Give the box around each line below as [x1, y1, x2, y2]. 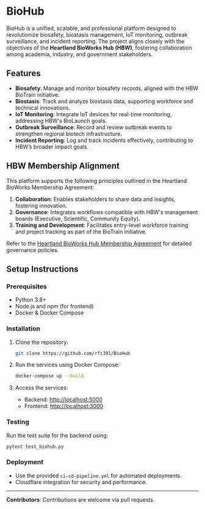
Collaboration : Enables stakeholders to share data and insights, [15, 195, 176, 202]
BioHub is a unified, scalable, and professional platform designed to [6, 24, 177, 32]
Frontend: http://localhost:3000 [24, 403, 104, 410]
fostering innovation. [15, 202, 67, 209]
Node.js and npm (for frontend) [15, 303, 94, 310]
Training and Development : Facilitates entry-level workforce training [15, 221, 189, 229]
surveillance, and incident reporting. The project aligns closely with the [6, 37, 185, 45]
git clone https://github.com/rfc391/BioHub [15, 350, 131, 356]
